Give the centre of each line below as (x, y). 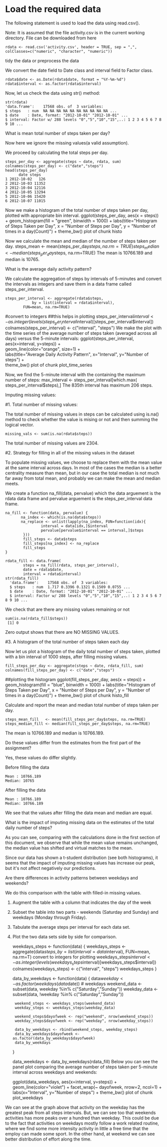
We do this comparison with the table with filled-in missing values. (73, 893)
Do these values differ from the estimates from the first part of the (73, 743)
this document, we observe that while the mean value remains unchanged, (82, 843)
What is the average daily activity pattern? (48, 269)
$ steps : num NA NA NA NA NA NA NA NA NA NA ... (61, 111)
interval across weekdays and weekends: (55, 1072)
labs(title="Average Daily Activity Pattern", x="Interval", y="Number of (77, 354)
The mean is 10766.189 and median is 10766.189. (55, 733)
